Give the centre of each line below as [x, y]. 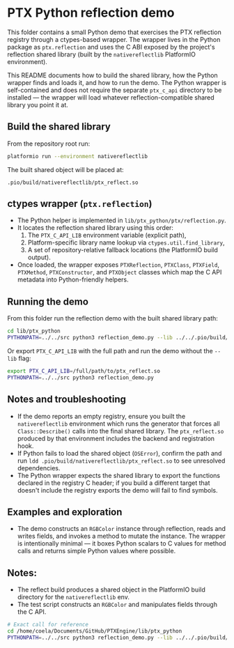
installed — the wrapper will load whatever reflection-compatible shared [111, 97]
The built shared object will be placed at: [65, 169]
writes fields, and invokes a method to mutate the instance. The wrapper [121, 536]
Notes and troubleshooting [67, 400]
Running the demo [48, 301]
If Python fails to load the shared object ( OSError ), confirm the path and [119, 453]
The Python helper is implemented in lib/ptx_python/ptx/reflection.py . [122, 220]
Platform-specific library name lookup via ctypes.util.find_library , [126, 242]
